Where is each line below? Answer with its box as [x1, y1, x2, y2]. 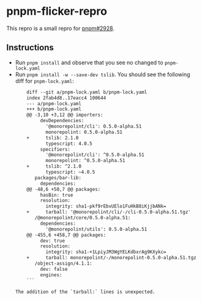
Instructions [6, 42, 54, 53]
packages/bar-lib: [34, 174, 81, 181]
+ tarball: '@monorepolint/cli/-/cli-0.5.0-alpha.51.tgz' [26, 209, 191, 216]
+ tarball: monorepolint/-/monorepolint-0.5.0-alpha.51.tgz [26, 255, 197, 261]
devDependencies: [40, 118, 84, 124]
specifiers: [40, 146, 70, 152]
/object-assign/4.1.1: [34, 260, 93, 267]
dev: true [40, 238, 65, 244]
